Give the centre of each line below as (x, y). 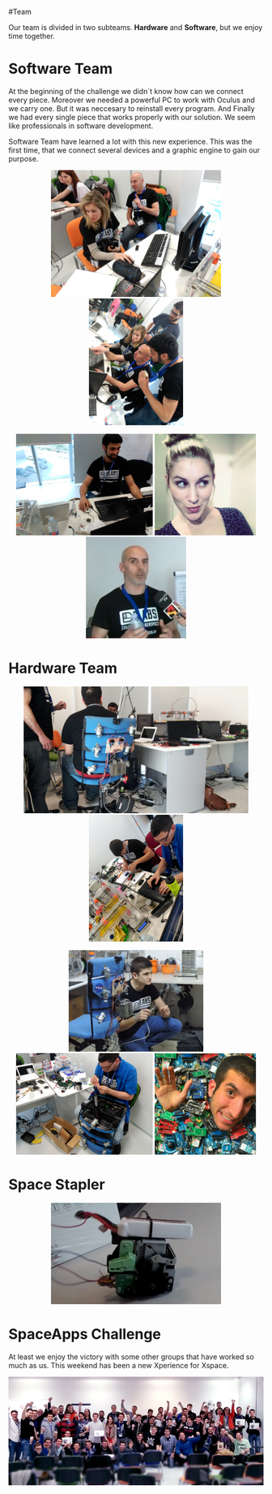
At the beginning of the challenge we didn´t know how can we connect (126, 91)
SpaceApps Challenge (85, 1334)
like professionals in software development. (81, 126)
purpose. (23, 158)
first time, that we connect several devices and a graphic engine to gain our (134, 150)
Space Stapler (57, 1185)
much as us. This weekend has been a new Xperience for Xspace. (119, 1365)
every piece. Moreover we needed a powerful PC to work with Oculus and (132, 100)
